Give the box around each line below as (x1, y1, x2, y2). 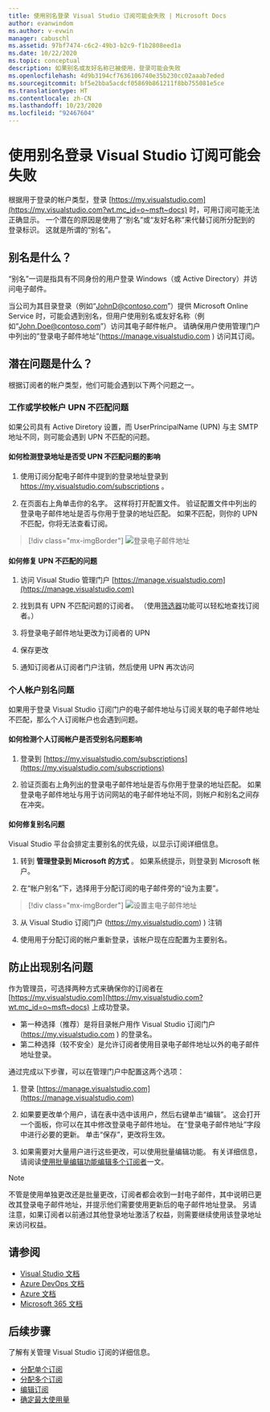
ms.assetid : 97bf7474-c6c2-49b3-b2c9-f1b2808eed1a (8, 42, 182, 50)
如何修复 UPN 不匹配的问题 (8, 555, 98, 565)
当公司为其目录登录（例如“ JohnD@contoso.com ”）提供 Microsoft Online (8, 301, 249, 310)
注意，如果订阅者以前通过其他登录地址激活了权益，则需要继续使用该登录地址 (8, 1210, 262, 1219)
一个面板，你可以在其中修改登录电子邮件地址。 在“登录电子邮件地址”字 (19, 1119, 255, 1129)
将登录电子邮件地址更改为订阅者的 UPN (19, 628, 150, 637)
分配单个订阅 (19, 1364, 63, 1374)
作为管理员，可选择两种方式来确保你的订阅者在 (8, 983, 163, 993)
